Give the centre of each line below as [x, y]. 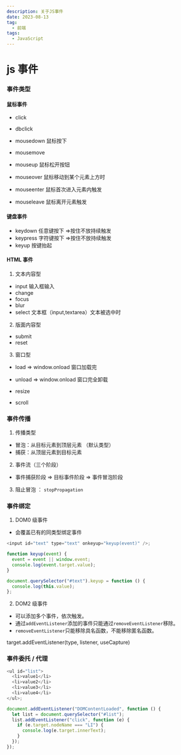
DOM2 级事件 [31, 604]
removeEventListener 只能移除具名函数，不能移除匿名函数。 [86, 631]
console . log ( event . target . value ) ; [54, 565]
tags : [13, 33]
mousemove [30, 153]
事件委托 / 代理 [27, 659]
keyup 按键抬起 [33, 245]
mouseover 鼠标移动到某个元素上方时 [60, 177]
